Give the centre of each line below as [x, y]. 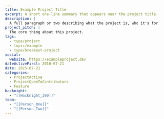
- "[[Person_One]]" [29, 104]
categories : [17, 73]
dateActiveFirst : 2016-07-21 [35, 64]
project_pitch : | [23, 28]
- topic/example [26, 46]
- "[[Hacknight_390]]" [32, 95]
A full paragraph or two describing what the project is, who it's [80, 23]
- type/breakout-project [35, 50]
